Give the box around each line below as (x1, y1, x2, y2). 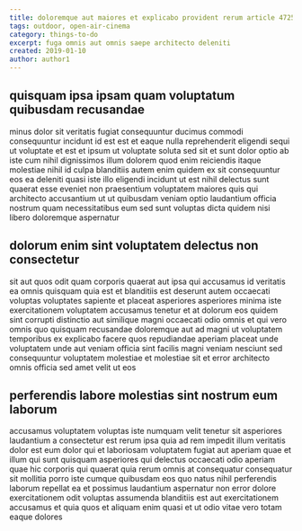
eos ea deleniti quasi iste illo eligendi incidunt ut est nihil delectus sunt (9, 173, 270, 184)
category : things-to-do (9, 30, 99, 39)
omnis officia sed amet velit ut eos (9, 361, 137, 373)
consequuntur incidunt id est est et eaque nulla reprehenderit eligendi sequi (9, 136, 290, 146)
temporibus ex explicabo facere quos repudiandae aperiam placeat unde (9, 333, 279, 344)
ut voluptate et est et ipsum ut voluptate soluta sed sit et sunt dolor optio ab (9, 145, 289, 155)
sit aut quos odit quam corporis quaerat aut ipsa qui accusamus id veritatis (9, 276, 286, 287)
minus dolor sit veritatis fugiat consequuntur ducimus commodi (9, 126, 244, 137)
